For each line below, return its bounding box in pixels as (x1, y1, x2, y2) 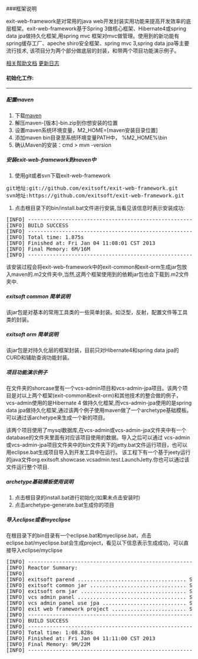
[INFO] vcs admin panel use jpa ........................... (6, 599, 187, 606)
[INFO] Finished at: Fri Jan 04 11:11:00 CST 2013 (6, 635, 156, 641)
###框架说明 (6, 5, 37, 12)
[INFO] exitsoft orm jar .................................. (6, 588, 187, 594)
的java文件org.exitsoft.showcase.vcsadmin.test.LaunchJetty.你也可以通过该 (6, 456, 190, 463)
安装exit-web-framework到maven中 (6, 156, 97, 163)
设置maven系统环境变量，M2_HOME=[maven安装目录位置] (14, 127, 158, 134)
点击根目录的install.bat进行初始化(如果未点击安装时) (14, 494, 140, 501)
